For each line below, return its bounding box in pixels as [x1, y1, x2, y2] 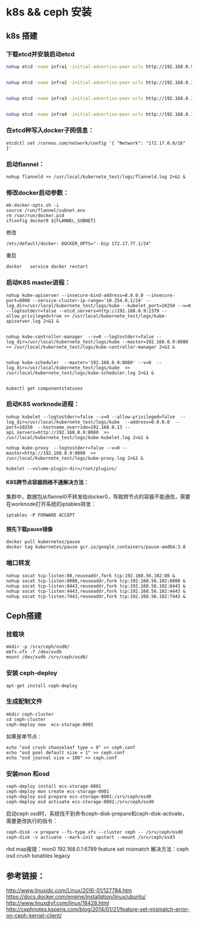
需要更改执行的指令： [6, 817, 58, 825]
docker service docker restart [6, 264, 88, 270]
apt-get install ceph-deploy [6, 683, 78, 689]
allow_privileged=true [6, 313, 62, 319]
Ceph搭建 [6, 611, 42, 621]
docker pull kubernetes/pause [6, 539, 81, 545]
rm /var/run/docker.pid [6, 213, 65, 219]
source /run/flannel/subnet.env [6, 207, 85, 213]
